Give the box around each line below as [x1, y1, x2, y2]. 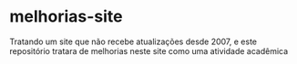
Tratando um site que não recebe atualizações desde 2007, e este [9, 36, 258, 47]
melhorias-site [9, 6, 123, 27]
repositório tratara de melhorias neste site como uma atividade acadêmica [9, 45, 289, 56]
